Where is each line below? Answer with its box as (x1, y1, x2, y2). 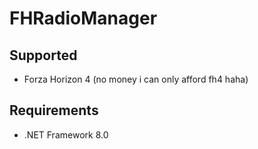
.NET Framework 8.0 (23, 128, 109, 141)
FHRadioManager (9, 7, 158, 30)
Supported (9, 47, 78, 64)
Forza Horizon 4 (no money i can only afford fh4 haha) (23, 73, 249, 85)
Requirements (9, 102, 99, 119)
